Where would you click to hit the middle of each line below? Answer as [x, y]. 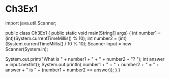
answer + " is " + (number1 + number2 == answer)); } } [63, 70]
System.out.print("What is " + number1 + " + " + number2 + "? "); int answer [85, 59]
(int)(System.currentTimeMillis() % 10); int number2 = [61, 38]
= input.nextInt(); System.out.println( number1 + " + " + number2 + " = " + [82, 64]
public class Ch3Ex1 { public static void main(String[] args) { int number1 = [83, 33]
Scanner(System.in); [27, 49]
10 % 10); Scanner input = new [99, 43]
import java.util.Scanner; [31, 23]
